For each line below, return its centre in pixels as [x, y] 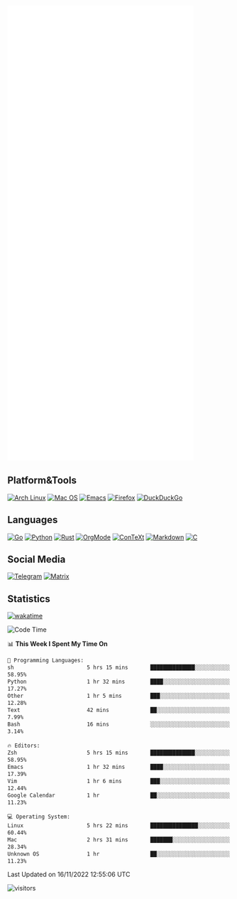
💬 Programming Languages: [45, 661]
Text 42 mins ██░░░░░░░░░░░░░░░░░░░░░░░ [119, 710]
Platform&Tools [42, 481]
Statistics [29, 599]
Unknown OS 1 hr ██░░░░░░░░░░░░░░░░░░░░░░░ [119, 854]
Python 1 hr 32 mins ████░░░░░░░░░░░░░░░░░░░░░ [119, 682]
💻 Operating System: [39, 817]
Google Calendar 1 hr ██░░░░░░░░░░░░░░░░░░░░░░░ [119, 796]
